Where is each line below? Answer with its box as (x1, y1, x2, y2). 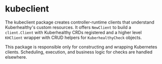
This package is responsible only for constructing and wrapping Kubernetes (5, 44, 157, 50)
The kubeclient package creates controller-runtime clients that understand (5, 19, 155, 25)
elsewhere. (5, 54, 27, 60)
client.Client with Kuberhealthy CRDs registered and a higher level (5, 29, 142, 35)
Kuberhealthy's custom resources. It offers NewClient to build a (5, 24, 131, 30)
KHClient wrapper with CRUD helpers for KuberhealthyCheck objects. (5, 35, 142, 40)
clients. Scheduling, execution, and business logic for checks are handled (5, 49, 153, 55)
